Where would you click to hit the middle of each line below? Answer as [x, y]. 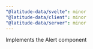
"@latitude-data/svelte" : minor [46, 12]
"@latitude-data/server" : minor [46, 23]
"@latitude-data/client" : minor [46, 17]
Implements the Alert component [46, 40]
